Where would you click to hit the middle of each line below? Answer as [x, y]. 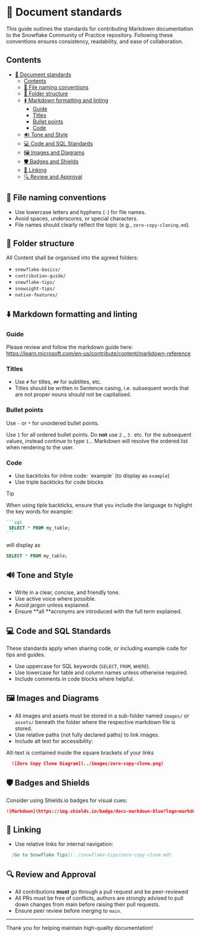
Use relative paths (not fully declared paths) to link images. [87, 735]
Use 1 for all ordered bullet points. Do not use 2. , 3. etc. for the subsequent [99, 434]
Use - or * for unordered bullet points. [53, 423]
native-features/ [36, 295]
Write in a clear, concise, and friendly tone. [67, 592]
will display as [23, 545]
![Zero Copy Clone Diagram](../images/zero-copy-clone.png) [87, 763]
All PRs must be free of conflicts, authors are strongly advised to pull [99, 898]
